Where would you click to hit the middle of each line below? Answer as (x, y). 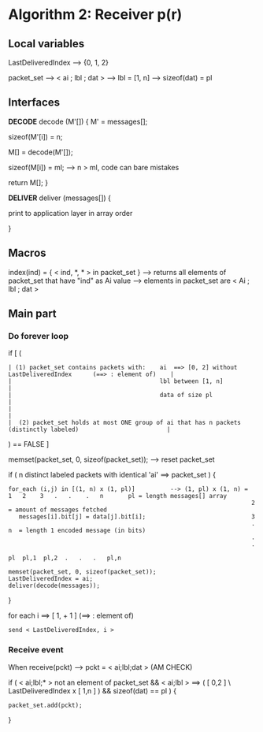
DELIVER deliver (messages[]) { (60, 198)
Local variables (46, 44)
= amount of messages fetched (58, 510)
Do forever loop (39, 336)
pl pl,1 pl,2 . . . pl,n (65, 558)
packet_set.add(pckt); (45, 705)
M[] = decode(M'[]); (41, 152)
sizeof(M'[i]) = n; (35, 136)
